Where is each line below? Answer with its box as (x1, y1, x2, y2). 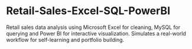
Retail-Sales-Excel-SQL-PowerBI (6, 4, 170, 18)
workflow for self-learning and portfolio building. (6, 36, 125, 43)
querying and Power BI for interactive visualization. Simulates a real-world (6, 30, 186, 37)
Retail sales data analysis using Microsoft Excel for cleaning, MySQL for (6, 24, 181, 31)
